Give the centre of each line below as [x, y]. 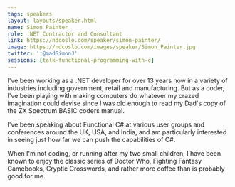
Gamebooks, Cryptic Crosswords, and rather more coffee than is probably [116, 169]
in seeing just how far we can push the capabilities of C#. [92, 139]
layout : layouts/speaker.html [52, 21]
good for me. [26, 176]
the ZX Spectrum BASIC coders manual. [66, 110]
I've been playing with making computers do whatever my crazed [103, 95]
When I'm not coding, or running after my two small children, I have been [114, 153]
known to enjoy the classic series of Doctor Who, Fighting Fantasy [105, 161]
